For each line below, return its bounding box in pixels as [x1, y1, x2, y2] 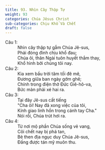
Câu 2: [5, 65, 19, 72]
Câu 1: [5, 39, 18, 45]
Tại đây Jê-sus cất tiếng [17, 97, 67, 103]
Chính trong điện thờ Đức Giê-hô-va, [17, 81, 92, 87]
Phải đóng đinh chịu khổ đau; [17, 50, 77, 56]
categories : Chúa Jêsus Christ [5, 16, 70, 21]
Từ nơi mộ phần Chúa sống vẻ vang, [17, 123, 91, 129]
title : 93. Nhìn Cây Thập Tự [5, 7, 65, 12]
